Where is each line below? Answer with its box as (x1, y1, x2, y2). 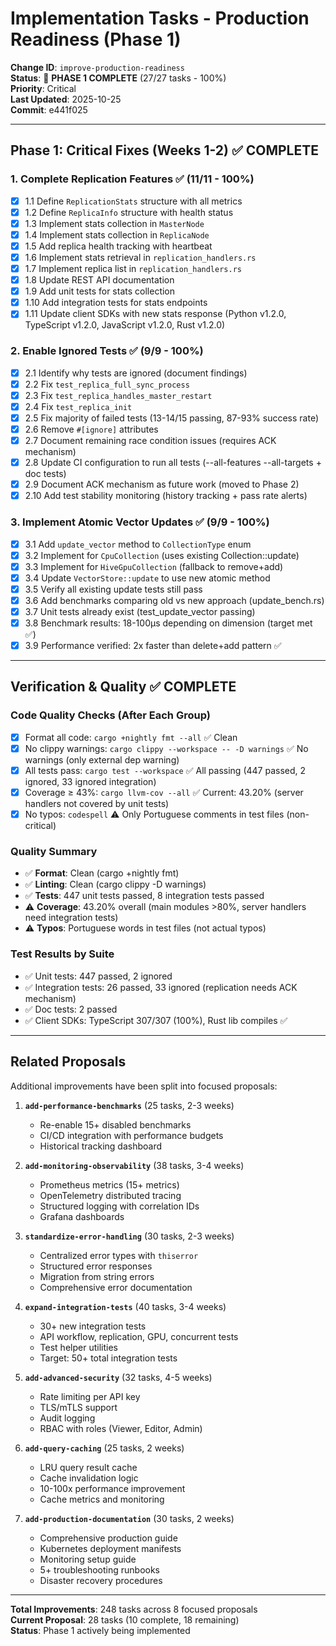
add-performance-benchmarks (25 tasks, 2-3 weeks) (24, 1099, 235, 1111)
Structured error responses (39, 1260, 153, 1272)
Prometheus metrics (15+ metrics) (39, 1178, 180, 1191)
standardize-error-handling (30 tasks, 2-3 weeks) (24, 1230, 235, 1242)
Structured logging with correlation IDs (39, 1200, 200, 1212)
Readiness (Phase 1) (10, 28, 182, 51)
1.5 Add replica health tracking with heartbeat (24, 240, 213, 252)
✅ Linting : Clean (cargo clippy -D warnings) (24, 878, 207, 891)
